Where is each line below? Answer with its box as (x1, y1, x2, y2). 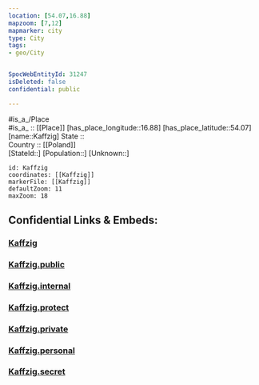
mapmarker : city (8, 26, 62, 34)
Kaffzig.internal (8, 280, 71, 291)
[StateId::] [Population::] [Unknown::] (8, 148, 129, 158)
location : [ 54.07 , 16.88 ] (8, 11, 91, 20)
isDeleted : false (8, 78, 66, 86)
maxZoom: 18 (8, 191, 48, 200)
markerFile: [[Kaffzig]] (8, 178, 91, 186)
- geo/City (8, 49, 45, 57)
